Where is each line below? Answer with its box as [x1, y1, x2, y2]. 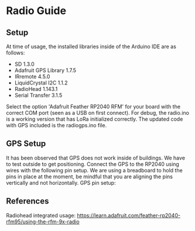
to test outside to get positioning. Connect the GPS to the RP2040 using [6, 160, 180, 168]
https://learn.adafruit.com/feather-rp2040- [77, 212, 180, 219]
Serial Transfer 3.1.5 [14, 92, 63, 98]
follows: [6, 49, 25, 56]
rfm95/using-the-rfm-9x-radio [6, 218, 80, 225]
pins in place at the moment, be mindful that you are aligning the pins [6, 173, 173, 180]
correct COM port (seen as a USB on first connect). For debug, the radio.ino [6, 110, 189, 116]
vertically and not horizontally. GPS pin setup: [6, 179, 116, 186]
